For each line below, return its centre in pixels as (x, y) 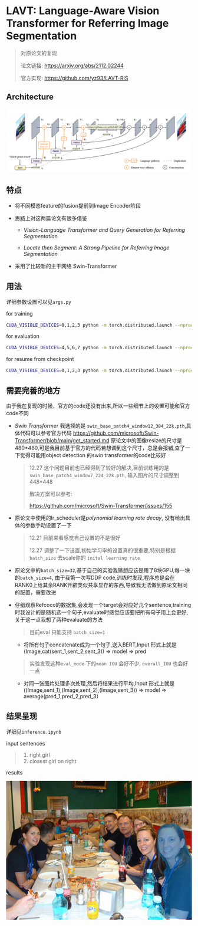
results (14, 772)
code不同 (18, 413)
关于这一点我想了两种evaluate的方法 (59, 620)
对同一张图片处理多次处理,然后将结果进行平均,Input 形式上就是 (99, 684)
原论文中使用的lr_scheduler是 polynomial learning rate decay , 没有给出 (100, 518)
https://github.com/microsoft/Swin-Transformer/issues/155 (101, 506)
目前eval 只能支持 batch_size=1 (67, 632)
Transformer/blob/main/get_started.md (62, 441)
